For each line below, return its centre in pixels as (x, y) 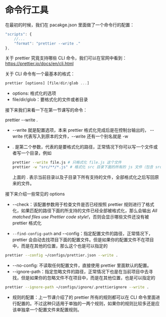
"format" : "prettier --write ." (47, 43)
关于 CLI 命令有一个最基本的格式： (40, 74)
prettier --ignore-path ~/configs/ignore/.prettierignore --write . (77, 287)
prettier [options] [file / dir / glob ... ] (47, 83)
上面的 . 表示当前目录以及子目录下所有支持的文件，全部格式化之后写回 (83, 177)
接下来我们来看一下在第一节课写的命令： (46, 110)
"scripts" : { (19, 34)
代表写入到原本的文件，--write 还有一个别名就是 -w (76, 136)
